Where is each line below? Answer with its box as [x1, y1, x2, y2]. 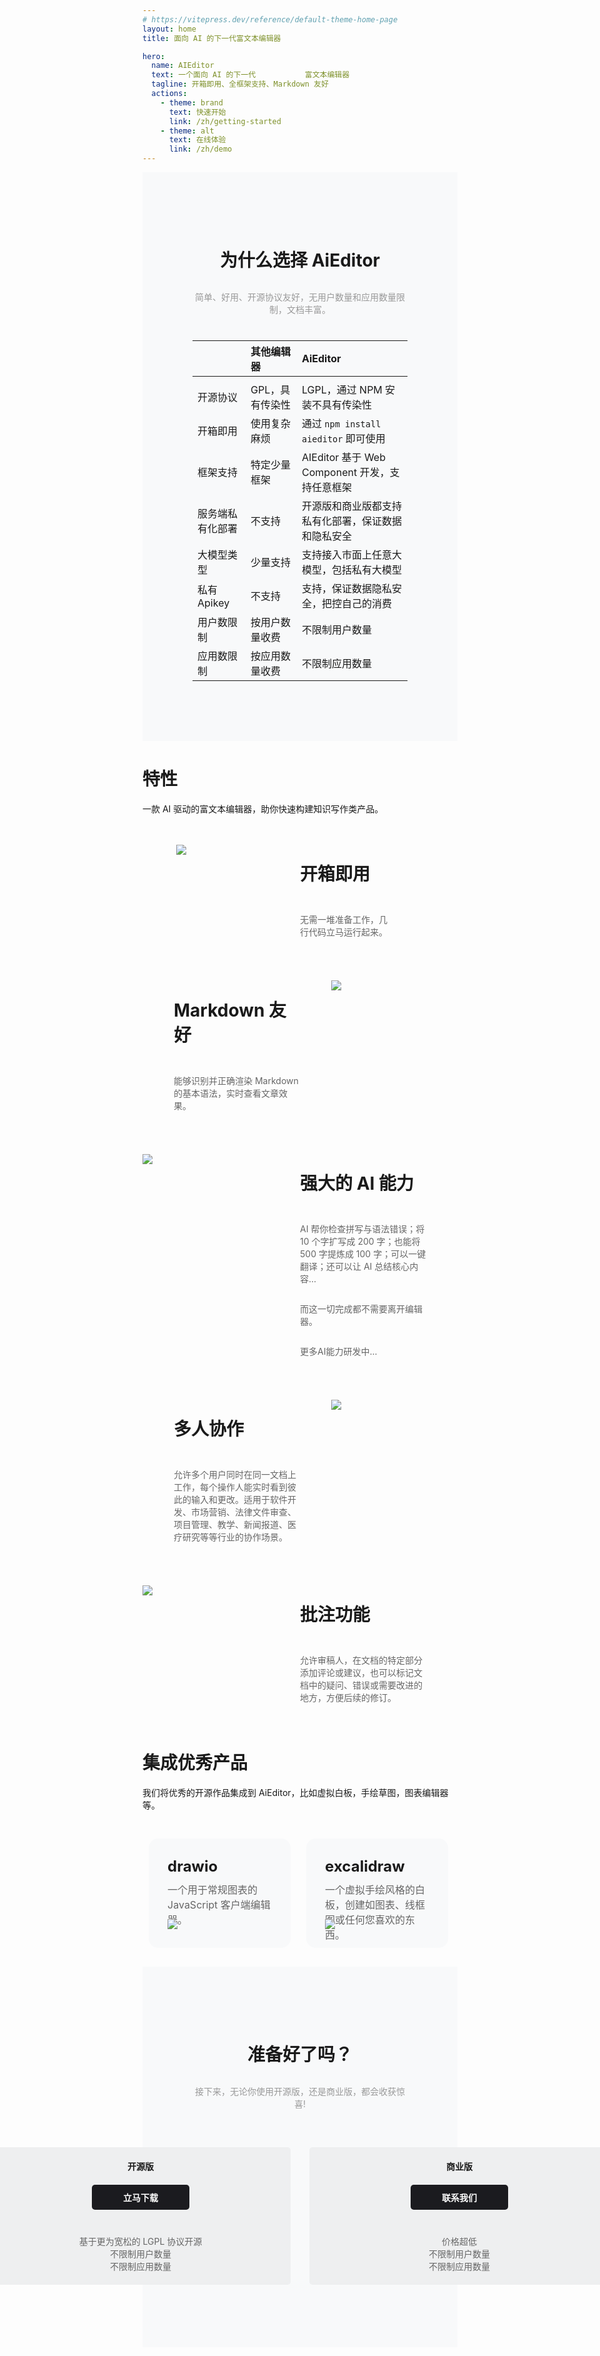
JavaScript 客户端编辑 [167, 1898, 271, 1912]
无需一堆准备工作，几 [300, 914, 388, 926]
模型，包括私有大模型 [301, 563, 402, 577]
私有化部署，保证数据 [301, 514, 402, 528]
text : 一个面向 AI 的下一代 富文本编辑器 [151, 70, 350, 80]
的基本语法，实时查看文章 [173, 1087, 279, 1099]
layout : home [142, 24, 197, 34]
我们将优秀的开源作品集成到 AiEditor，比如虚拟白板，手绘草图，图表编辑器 [142, 1787, 449, 1798]
